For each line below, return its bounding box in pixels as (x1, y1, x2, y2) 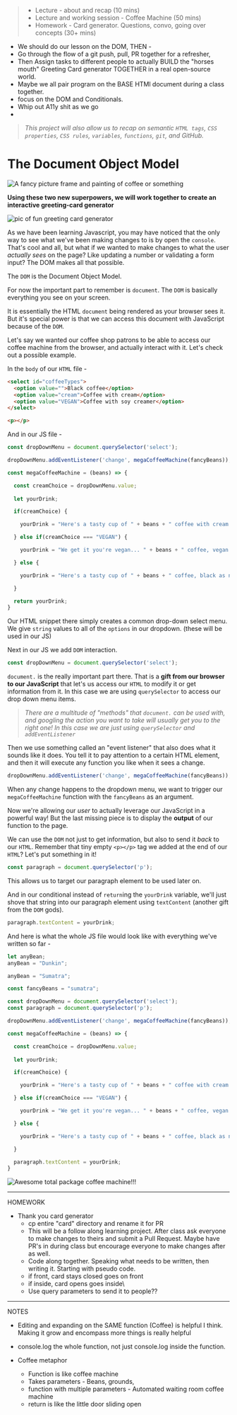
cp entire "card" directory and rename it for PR (28, 1220, 164, 1228)
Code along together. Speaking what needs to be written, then (28, 1257, 209, 1266)
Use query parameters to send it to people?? (28, 1287, 158, 1295)
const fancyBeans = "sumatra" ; (7, 985, 99, 992)
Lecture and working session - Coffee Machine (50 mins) (35, 13, 202, 22)
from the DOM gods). (7, 905, 64, 914)
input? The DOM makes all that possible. (7, 258, 125, 266)
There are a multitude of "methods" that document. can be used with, (24, 708, 226, 717)
